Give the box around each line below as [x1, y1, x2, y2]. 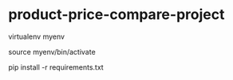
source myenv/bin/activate [8, 47, 96, 56]
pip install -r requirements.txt [8, 62, 104, 72]
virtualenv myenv [8, 32, 65, 41]
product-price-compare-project [8, 6, 225, 24]
